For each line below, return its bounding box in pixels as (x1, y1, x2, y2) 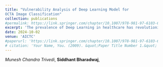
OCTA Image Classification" (5, 12, 62, 17)
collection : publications (5, 16, 57, 21)
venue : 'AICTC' (5, 34, 36, 39)
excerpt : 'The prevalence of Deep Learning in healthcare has (5, 25, 133, 30)
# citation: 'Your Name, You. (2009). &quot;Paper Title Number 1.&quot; (5, 43, 158, 48)
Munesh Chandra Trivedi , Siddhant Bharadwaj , (5, 56, 100, 62)
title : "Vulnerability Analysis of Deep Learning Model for (5, 7, 130, 12)
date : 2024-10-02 (5, 30, 40, 34)
